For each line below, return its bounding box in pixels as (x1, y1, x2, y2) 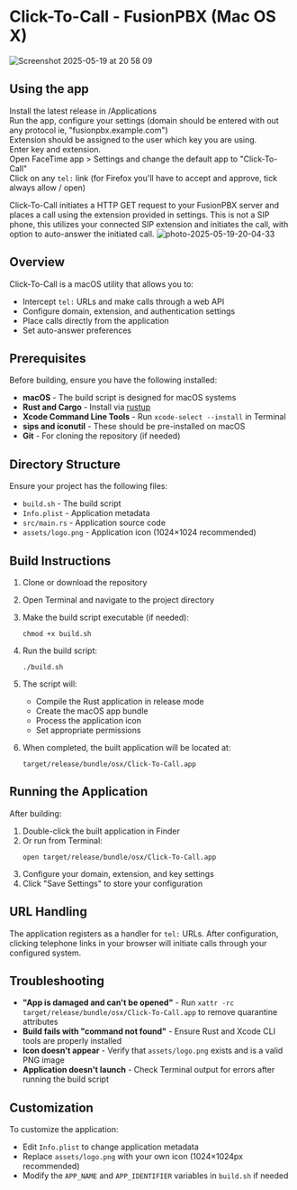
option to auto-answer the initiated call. (9, 228, 155, 239)
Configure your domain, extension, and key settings (22, 868, 214, 879)
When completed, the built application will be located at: (22, 743, 231, 752)
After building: (9, 807, 62, 818)
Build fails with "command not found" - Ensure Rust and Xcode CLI (22, 1026, 276, 1037)
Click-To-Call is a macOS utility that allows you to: (9, 278, 193, 290)
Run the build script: (22, 645, 97, 656)
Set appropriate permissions (35, 724, 141, 735)
